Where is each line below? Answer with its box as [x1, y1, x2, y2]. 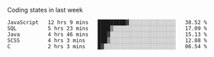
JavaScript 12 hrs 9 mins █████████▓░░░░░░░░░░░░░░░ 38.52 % [7, 19, 208, 26]
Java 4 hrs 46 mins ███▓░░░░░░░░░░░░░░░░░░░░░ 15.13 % [7, 31, 208, 38]
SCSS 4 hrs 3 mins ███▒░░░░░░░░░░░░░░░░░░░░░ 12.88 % [7, 37, 208, 44]
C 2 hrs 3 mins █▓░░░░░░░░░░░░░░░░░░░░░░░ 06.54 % [7, 43, 208, 50]
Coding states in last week [7, 6, 84, 14]
